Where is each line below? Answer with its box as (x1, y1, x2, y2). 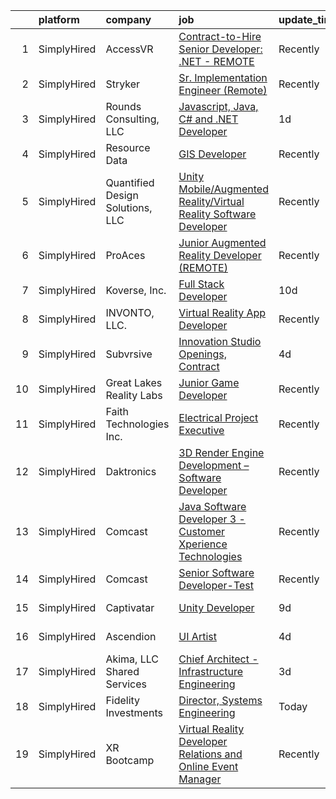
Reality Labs (105, 389, 163, 402)
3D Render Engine (178, 446, 265, 459)
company (105, 13, 152, 26)
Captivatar (105, 601, 155, 614)
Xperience (178, 537, 228, 551)
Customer (178, 525, 225, 538)
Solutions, (105, 201, 153, 214)
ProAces (105, 249, 146, 262)
